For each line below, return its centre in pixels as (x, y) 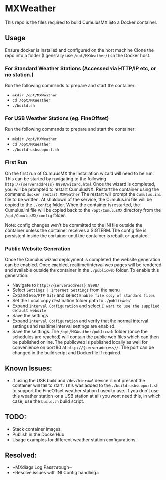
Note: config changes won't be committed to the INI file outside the (74, 225)
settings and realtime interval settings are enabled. (64, 326)
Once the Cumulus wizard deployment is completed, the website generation (83, 259)
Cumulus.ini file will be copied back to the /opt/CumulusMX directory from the (83, 210)
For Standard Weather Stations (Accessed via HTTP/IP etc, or (81, 68)
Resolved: (21, 455)
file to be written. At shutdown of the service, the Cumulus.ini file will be (79, 199)
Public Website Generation (38, 248)
